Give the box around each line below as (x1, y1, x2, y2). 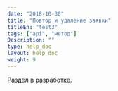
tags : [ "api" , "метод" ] (7, 30, 77, 37)
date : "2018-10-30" (7, 10, 65, 18)
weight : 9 (7, 56, 37, 63)
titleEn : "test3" (7, 23, 58, 30)
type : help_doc (7, 43, 52, 50)
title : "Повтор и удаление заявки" (7, 17, 112, 24)
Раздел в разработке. (7, 75, 72, 84)
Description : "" (7, 37, 55, 44)
